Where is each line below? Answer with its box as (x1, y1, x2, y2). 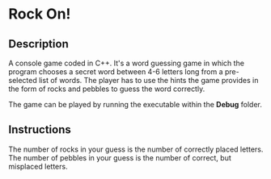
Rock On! (8, 5, 71, 23)
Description (8, 37, 69, 51)
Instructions (8, 123, 71, 137)
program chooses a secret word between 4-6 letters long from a (8, 67, 224, 77)
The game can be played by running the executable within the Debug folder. (8, 100, 263, 109)
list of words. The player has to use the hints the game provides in (39, 76, 259, 85)
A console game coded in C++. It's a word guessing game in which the (8, 58, 245, 68)
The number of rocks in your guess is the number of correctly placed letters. (8, 144, 264, 154)
